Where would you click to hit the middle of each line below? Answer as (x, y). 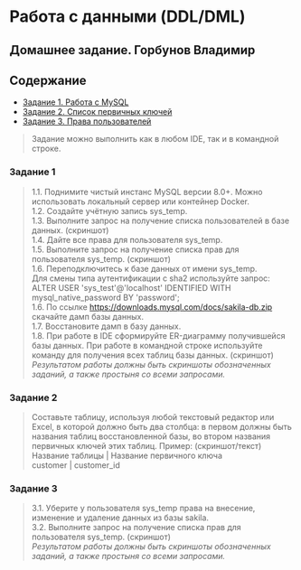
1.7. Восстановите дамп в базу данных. (106, 326)
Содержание (48, 80)
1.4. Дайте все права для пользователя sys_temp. (127, 239)
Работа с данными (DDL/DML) (127, 17)
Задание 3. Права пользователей (87, 121)
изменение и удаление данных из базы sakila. (120, 518)
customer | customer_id (75, 465)
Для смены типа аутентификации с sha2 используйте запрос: (151, 278)
